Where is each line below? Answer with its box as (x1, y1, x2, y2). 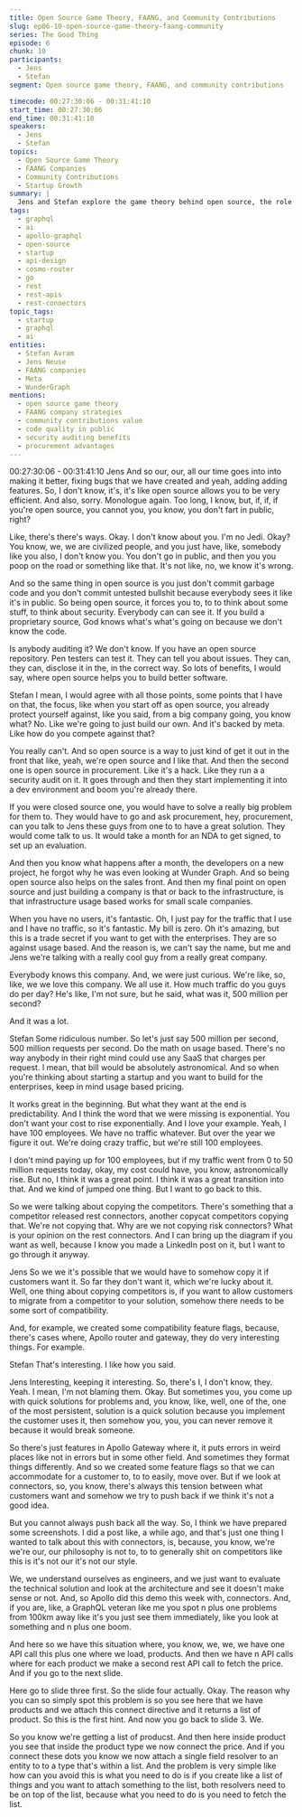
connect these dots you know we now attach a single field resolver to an (9, 1751, 279, 1762)
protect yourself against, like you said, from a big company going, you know (9, 709, 291, 720)
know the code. (9, 626, 68, 637)
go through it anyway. (9, 1249, 90, 1260)
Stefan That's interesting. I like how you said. (9, 1360, 176, 1370)
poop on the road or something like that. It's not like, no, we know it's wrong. (9, 560, 294, 571)
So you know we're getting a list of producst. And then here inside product (9, 1732, 287, 1743)
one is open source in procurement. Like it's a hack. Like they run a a (9, 765, 265, 776)
